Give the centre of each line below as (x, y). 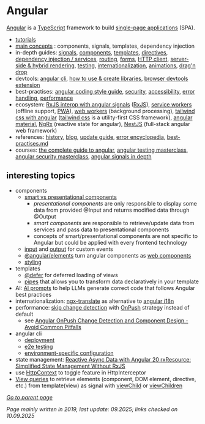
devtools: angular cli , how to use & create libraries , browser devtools (102, 78)
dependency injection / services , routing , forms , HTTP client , (92, 59)
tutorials (25, 39)
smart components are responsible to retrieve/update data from (114, 223)
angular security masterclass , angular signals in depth (83, 156)
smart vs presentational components (71, 197)
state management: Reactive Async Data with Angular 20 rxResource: (103, 359)
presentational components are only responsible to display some (115, 203)
